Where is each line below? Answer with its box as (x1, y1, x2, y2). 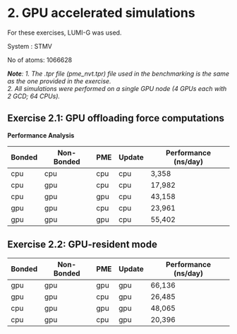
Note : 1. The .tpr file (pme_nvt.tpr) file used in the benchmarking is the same (7, 69, 230, 78)
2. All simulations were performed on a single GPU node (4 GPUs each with (7, 84, 227, 93)
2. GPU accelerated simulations (7, 5, 195, 21)
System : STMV (7, 42, 53, 50)
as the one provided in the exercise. (7, 76, 111, 85)
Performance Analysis (7, 131, 75, 139)
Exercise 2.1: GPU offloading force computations (7, 112, 224, 124)
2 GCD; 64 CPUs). (7, 92, 61, 100)
